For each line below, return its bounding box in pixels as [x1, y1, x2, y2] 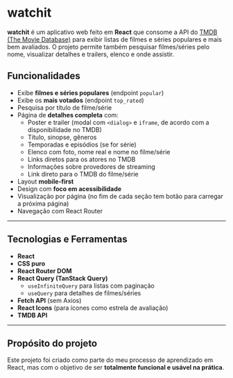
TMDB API [17, 311, 48, 319]
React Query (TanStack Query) [17, 274, 108, 282]
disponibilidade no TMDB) [27, 125, 103, 133]
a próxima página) [17, 199, 69, 208]
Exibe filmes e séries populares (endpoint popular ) [17, 88, 164, 97]
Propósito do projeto [7, 337, 98, 349]
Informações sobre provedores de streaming [27, 162, 156, 171]
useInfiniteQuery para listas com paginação [27, 281, 155, 290]
